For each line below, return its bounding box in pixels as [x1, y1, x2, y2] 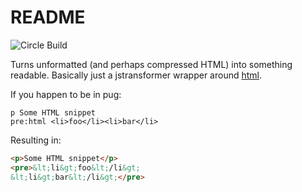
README [10, 6, 86, 29]
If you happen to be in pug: [10, 88, 122, 100]
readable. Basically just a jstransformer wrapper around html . [10, 69, 263, 81]
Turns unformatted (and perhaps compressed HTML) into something [10, 58, 293, 70]
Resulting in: [10, 134, 62, 146]
